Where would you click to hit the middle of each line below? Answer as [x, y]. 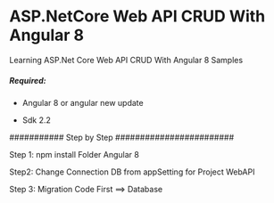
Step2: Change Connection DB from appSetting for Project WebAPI [132, 172]
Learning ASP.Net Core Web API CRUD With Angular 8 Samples [126, 60]
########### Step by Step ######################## [122, 137]
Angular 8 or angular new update [83, 102]
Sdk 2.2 [37, 120]
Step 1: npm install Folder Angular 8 [75, 154]
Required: [28, 80]
